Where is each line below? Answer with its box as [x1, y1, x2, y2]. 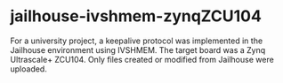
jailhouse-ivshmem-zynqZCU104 [10, 6, 262, 26]
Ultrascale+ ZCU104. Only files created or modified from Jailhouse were [10, 54, 274, 64]
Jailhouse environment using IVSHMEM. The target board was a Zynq [10, 44, 266, 55]
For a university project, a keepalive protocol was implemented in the [10, 35, 263, 46]
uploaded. [10, 64, 47, 74]
